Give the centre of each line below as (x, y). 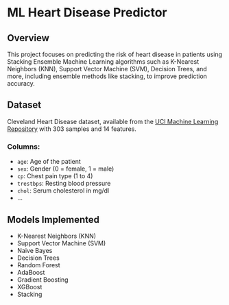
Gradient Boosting (43, 280)
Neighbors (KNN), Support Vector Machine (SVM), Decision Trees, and (107, 69)
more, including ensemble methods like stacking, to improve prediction (107, 76)
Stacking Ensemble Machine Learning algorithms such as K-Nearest (103, 62)
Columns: (24, 147)
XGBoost (29, 286)
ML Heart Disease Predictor (87, 13)
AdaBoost (31, 272)
